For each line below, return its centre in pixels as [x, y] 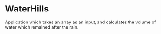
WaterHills [27, 9]
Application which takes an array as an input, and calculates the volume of [80, 22]
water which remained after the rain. [42, 27]
